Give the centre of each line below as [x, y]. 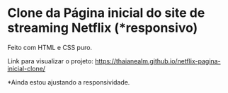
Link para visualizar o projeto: [50, 61]
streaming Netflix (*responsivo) [103, 28]
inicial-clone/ [27, 68]
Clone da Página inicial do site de [106, 13]
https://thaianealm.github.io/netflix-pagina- [158, 61]
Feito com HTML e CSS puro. [50, 47]
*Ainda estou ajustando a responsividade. [69, 82]
